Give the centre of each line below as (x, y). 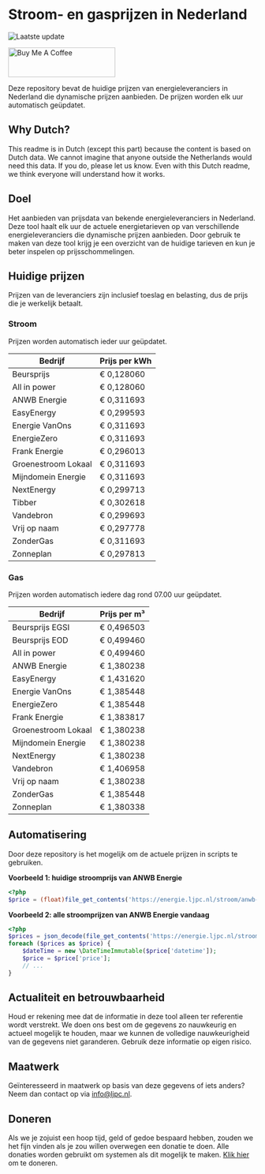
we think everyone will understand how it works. (87, 174)
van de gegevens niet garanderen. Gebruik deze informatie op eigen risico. (130, 1042)
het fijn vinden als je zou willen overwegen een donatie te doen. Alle (119, 1146)
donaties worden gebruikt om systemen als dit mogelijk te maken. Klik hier (129, 1155)
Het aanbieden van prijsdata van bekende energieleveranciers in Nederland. (132, 218)
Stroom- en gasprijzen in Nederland (128, 15)
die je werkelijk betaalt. (46, 304)
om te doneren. (33, 1163)
